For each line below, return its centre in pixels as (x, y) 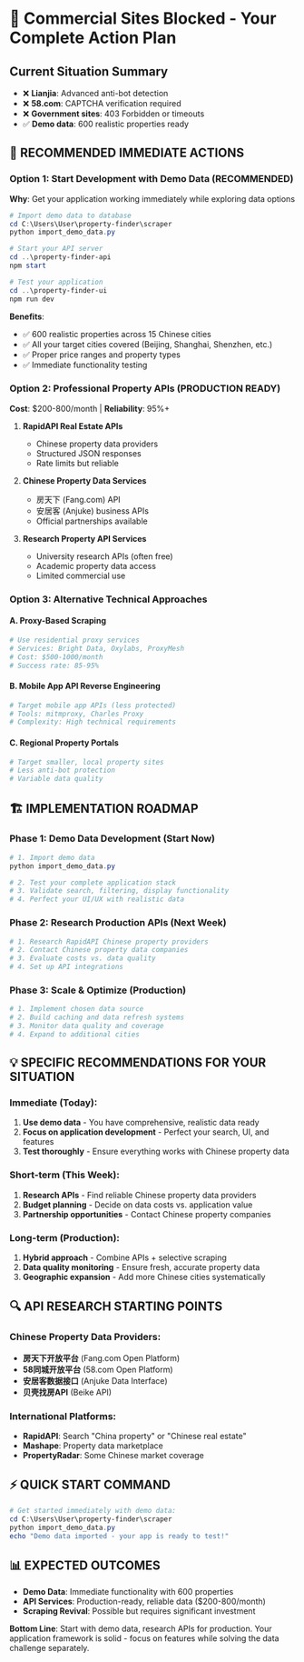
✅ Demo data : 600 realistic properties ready (105, 124)
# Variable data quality (56, 779)
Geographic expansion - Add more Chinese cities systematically (144, 1277)
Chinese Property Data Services (84, 480)
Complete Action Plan (93, 38)
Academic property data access (96, 566)
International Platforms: (63, 1416)
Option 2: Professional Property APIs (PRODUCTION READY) (145, 388)
